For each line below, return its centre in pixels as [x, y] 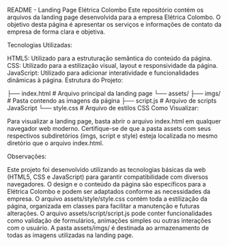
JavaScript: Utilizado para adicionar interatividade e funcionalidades [103, 73]
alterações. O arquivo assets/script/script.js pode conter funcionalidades [110, 213]
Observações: [27, 156]
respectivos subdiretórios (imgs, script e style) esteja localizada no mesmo [113, 136]
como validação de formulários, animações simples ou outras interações [109, 221]
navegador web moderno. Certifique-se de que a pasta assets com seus [109, 128]
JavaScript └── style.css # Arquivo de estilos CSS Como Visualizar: [103, 108]
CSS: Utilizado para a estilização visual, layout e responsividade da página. [113, 65]
